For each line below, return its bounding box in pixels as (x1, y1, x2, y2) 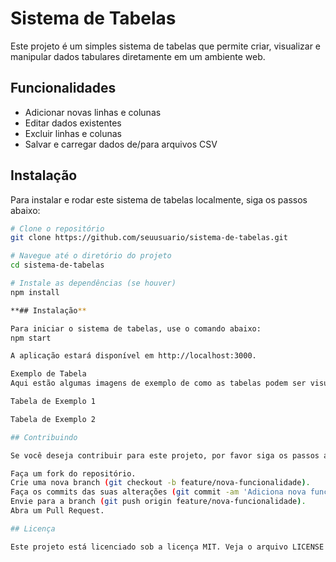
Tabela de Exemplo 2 (10, 414, 97, 424)
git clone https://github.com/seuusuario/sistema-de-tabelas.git (10, 233, 288, 243)
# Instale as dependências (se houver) (10, 278, 177, 289)
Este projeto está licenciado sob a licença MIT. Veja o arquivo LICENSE (10, 542, 325, 552)
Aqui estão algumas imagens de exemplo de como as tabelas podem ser (10, 378, 307, 389)
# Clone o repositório (10, 223, 105, 234)
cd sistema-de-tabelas (10, 260, 105, 271)
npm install (10, 287, 60, 297)
